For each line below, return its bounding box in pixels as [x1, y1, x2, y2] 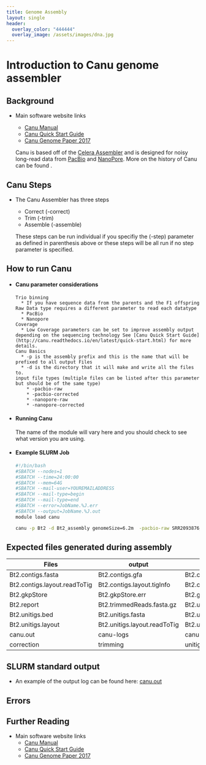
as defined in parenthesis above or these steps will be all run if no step [15, 239, 194, 246]
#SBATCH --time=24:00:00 [15, 474, 79, 480]
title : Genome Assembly [6, 9, 67, 15]
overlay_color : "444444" [12, 26, 75, 33]
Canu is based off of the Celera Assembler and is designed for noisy [15, 149, 188, 157]
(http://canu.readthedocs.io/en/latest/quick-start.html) [15, 337, 167, 344]
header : [6, 20, 26, 26]
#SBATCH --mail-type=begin [15, 491, 85, 497]
